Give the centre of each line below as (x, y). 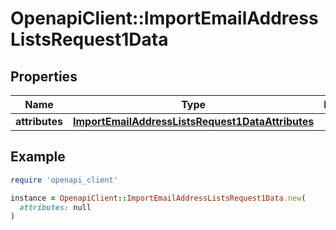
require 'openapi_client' (64, 180)
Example (38, 157)
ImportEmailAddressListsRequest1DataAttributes (194, 121)
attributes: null (55, 207)
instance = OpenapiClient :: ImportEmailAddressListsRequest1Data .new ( (158, 198)
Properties (44, 76)
